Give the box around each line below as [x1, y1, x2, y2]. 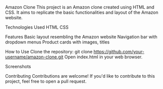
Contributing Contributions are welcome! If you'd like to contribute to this [5, 73, 156, 79]
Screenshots [5, 64, 31, 69]
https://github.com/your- [93, 49, 145, 54]
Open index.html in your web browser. [64, 54, 143, 60]
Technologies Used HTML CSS [5, 24, 69, 30]
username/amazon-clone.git [5, 54, 64, 60]
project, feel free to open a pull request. [5, 79, 87, 84]
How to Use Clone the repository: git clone [5, 49, 93, 54]
